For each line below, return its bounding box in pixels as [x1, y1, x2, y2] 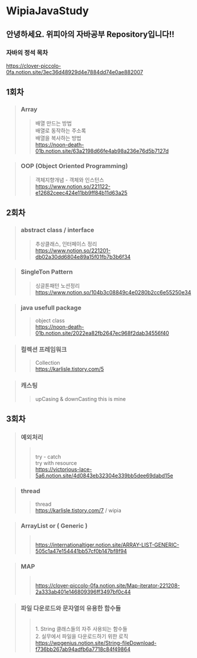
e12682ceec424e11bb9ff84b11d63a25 [35, 189, 128, 196]
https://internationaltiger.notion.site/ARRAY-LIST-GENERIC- [35, 541, 180, 548]
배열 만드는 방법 [35, 120, 72, 127]
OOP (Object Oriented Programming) [20, 162, 128, 170]
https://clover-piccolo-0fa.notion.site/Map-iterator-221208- [35, 582, 180, 589]
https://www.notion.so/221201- [35, 247, 111, 254]
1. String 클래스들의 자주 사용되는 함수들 [35, 625, 128, 632]
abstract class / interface [20, 226, 94, 235]
